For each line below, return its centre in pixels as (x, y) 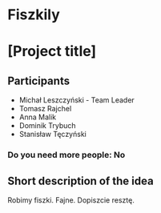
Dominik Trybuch (48, 126)
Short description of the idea (80, 181)
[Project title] (52, 52)
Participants (38, 80)
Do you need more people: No (66, 155)
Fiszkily (34, 15)
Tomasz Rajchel (45, 109)
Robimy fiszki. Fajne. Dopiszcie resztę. (71, 200)
